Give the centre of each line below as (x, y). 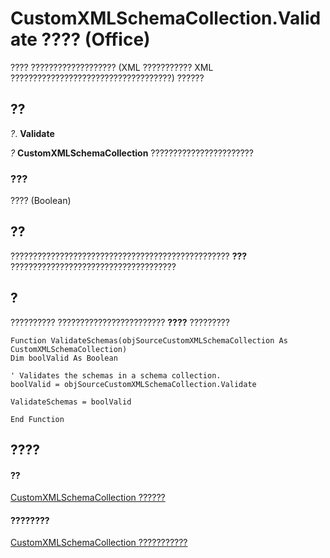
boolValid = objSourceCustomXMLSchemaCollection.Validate (133, 384)
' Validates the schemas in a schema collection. (116, 375)
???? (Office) (96, 39)
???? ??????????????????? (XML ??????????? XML (112, 67)
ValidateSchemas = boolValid (71, 402)
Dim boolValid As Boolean (64, 358)
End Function (37, 419)
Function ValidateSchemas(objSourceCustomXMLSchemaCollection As (149, 340)
